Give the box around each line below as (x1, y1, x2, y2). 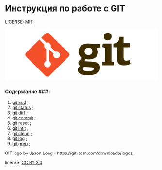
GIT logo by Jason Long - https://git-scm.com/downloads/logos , (5, 150, 134, 156)
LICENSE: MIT (5, 19, 33, 25)
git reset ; (12, 120, 32, 126)
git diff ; (12, 110, 28, 116)
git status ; (12, 104, 33, 110)
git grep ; (12, 140, 31, 146)
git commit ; (12, 115, 36, 120)
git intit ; (12, 125, 29, 131)
